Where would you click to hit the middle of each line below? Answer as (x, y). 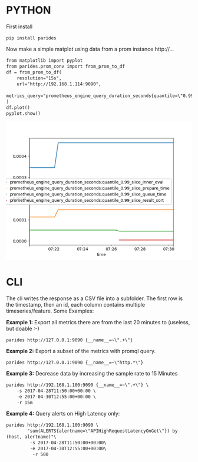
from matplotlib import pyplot (44, 60)
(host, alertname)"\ (32, 437)
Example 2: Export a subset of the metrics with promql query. (81, 351)
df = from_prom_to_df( (34, 72)
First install (19, 26)
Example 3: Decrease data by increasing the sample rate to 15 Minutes (92, 373)
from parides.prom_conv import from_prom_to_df (66, 66)
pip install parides (32, 38)
